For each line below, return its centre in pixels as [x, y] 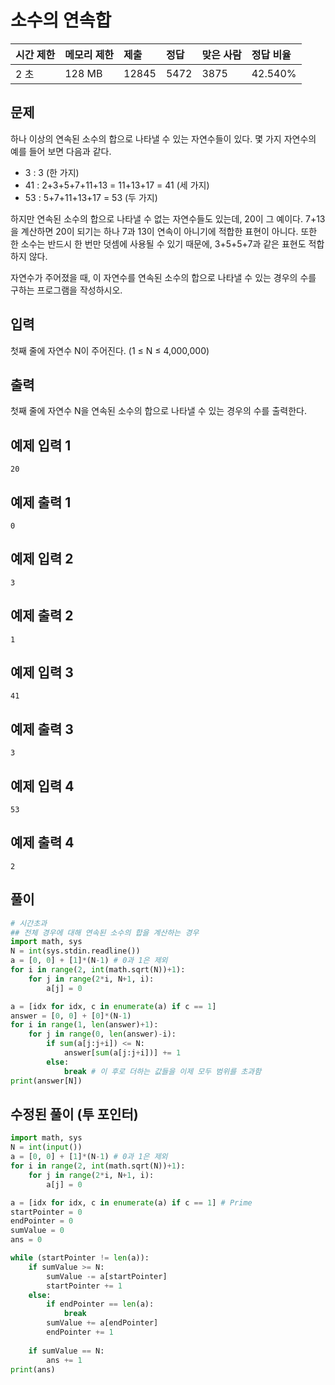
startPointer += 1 [84, 1286]
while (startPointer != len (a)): [80, 1258]
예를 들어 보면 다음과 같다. [61, 151]
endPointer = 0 [42, 1221]
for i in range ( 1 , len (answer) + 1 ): [84, 1025]
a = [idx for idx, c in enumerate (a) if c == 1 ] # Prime [131, 1202]
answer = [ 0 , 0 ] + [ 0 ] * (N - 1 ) [71, 1016]
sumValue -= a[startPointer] [107, 1276]
